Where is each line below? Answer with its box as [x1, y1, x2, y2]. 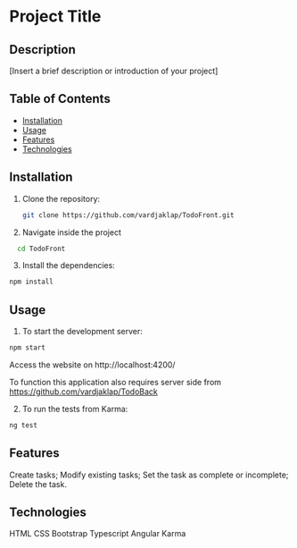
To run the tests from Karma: [21, 403, 128, 414]
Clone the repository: [21, 193, 101, 204]
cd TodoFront [17, 244, 66, 253]
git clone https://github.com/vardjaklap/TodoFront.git [21, 210, 235, 220]
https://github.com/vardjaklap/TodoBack [9, 386, 159, 397]
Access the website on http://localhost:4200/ [9, 359, 176, 370]
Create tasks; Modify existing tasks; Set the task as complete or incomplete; [9, 469, 289, 480]
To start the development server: [21, 326, 143, 337]
